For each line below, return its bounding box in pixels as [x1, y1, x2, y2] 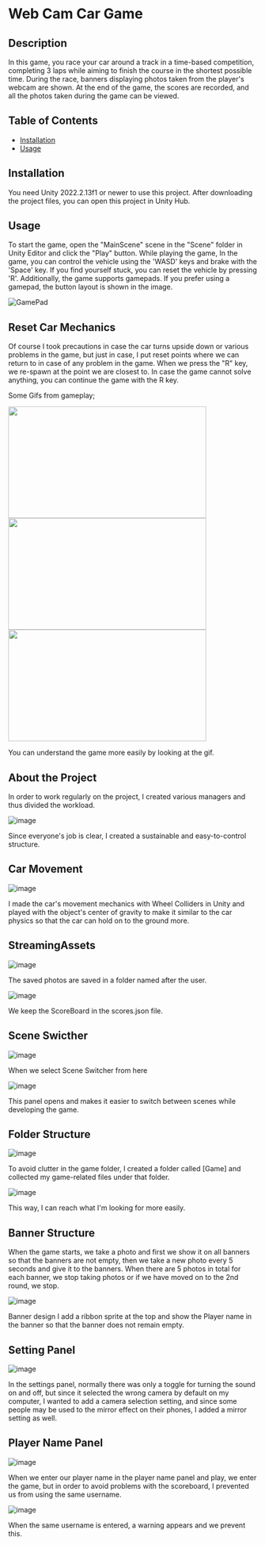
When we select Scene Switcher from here [8, 1065, 148, 1075]
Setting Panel [8, 1343, 76, 1357]
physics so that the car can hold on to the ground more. [8, 916, 190, 925]
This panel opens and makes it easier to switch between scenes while [8, 1096, 236, 1105]
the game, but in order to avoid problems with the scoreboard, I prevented [8, 1481, 249, 1490]
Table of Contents [8, 114, 99, 128]
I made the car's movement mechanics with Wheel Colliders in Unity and [8, 898, 245, 909]
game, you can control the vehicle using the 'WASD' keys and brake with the [8, 257, 257, 267]
